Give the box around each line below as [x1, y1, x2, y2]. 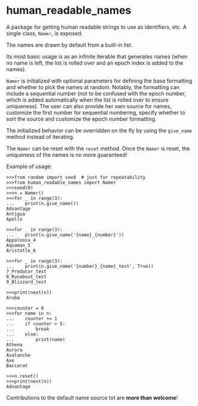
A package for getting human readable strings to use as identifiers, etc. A [6, 23, 187, 30]
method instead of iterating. [6, 133, 75, 141]
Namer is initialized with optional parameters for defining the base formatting [6, 77, 193, 84]
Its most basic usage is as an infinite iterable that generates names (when [6, 53, 188, 60]
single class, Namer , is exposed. [6, 29, 83, 36]
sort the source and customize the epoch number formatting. [6, 115, 157, 123]
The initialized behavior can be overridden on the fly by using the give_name [6, 127, 193, 134]
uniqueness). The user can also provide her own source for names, [6, 102, 172, 109]
